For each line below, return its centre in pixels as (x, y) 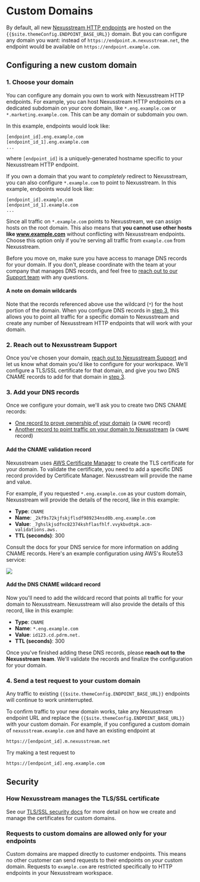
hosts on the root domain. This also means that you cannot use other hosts (99, 227)
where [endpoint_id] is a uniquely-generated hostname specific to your (94, 158)
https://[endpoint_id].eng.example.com (56, 764)
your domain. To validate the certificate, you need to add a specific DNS (95, 469)
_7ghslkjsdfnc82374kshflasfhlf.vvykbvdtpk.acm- (93, 524)
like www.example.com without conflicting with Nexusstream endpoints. (96, 234)
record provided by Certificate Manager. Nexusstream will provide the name (99, 475)
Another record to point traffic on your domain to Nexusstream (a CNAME (102, 429)
